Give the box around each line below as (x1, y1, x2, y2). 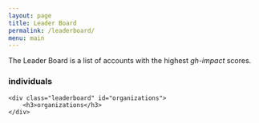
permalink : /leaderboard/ (8, 26, 95, 34)
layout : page (8, 11, 52, 20)
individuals (8, 76, 53, 87)
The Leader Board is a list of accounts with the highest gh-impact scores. (8, 56, 252, 65)
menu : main (8, 34, 45, 42)
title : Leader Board (8, 19, 78, 27)
